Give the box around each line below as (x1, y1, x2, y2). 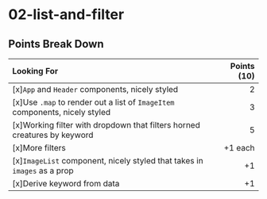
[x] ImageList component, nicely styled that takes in (12, 155, 204, 166)
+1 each (223, 143, 255, 153)
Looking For (12, 66, 58, 76)
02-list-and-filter (8, 6, 125, 24)
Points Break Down (8, 37, 105, 51)
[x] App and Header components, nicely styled (12, 84, 179, 94)
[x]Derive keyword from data (12, 178, 120, 189)
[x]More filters (12, 143, 66, 153)
